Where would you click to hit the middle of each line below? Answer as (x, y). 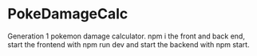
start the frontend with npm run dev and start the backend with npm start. (128, 44)
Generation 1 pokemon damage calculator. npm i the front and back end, (126, 36)
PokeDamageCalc (68, 14)
